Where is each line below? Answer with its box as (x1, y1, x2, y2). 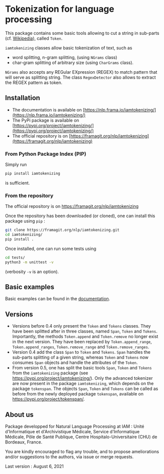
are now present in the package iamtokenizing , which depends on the (12, 381, 154, 387)
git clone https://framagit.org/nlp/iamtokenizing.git (5, 227, 120, 233)
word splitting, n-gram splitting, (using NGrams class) (12, 54, 117, 60)
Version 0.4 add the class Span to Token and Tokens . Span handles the (12, 349, 151, 355)
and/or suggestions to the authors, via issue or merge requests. (5, 454, 134, 460)
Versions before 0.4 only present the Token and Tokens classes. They (12, 323, 151, 329)
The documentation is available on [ (12, 107, 85, 112)
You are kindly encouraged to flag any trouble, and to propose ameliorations (5, 448, 160, 455)
